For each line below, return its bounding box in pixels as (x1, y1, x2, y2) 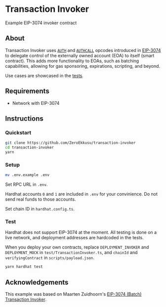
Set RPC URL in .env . (5, 181, 48, 187)
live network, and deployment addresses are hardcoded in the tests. (5, 235, 144, 241)
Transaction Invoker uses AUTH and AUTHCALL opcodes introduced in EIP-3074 (5, 47, 161, 53)
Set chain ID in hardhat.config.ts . (5, 206, 75, 212)
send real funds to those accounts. (5, 196, 76, 202)
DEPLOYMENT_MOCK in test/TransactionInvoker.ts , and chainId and (5, 250, 138, 256)
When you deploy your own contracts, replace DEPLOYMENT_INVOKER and (5, 244, 149, 250)
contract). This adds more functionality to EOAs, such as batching (5, 58, 139, 64)
